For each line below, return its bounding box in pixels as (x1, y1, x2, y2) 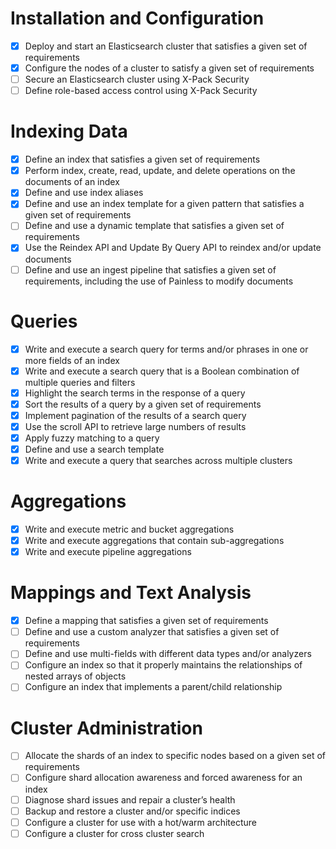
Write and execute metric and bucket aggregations (24, 523, 235, 535)
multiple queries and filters (24, 376, 136, 388)
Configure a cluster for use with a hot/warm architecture (24, 816, 258, 828)
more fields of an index (24, 354, 120, 366)
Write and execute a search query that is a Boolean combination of (24, 365, 300, 377)
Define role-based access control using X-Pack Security (24, 85, 258, 97)
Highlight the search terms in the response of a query (24, 387, 246, 399)
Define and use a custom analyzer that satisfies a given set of (24, 626, 280, 638)
